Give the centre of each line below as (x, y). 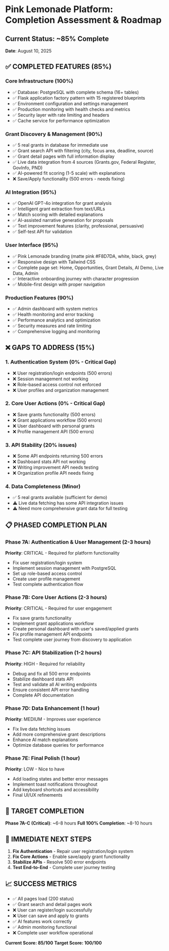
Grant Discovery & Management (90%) (54, 134)
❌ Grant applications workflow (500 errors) (57, 420)
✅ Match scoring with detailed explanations (58, 215)
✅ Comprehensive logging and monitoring (56, 331)
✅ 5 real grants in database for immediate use (60, 145)
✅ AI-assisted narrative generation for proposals (63, 220)
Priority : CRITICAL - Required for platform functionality (63, 553)
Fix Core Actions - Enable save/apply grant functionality (71, 856)
